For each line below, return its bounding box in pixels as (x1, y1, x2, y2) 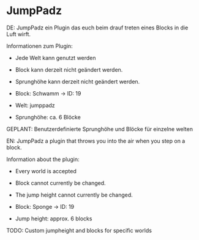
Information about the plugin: (6, 156, 80, 163)
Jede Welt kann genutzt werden (15, 54, 96, 61)
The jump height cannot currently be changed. (15, 191, 133, 198)
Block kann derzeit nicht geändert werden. (15, 66, 123, 73)
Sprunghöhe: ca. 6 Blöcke (15, 113, 81, 121)
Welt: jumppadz (15, 102, 55, 109)
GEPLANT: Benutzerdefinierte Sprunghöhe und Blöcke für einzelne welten (6, 125, 193, 132)
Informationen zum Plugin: (6, 42, 73, 50)
